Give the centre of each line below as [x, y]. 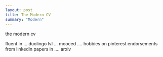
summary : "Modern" [25, 19]
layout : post [19, 10]
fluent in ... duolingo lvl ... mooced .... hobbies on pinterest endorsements [81, 44]
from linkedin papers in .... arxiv [38, 49]
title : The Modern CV [28, 15]
